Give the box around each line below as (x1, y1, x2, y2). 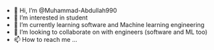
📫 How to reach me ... (13, 36, 78, 43)
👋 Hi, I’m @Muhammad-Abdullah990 (13, 7, 117, 14)
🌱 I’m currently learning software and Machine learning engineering (13, 21, 204, 28)
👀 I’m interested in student (13, 14, 88, 22)
